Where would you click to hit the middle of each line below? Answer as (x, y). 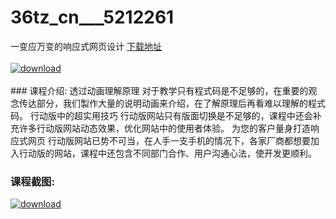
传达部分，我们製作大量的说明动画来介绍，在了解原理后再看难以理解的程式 (172, 103)
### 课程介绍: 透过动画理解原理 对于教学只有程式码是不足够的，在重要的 (159, 90)
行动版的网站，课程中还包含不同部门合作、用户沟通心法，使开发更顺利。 (167, 153)
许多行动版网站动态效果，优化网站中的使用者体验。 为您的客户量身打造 (164, 128)
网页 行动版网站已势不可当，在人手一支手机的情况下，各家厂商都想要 (169, 140)
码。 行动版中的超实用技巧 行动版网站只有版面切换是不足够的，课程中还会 (161, 115)
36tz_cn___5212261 (92, 17)
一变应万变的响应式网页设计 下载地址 (86, 46)
